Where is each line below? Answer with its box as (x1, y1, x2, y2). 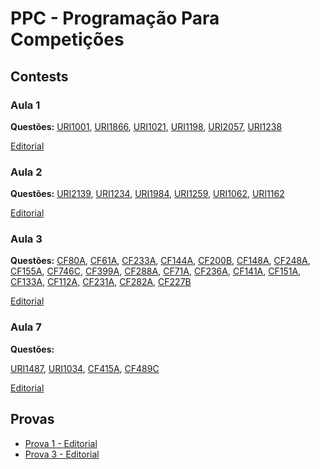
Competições (10, 28, 125, 51)
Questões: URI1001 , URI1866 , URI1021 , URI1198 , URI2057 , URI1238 (10, 120, 283, 132)
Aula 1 (10, 98, 41, 112)
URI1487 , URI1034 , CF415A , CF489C (10, 362, 160, 374)
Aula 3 (10, 232, 43, 246)
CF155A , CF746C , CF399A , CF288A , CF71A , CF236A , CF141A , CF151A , (10, 265, 302, 277)
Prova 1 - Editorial (24, 437, 98, 449)
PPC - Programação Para (10, 7, 220, 30)
